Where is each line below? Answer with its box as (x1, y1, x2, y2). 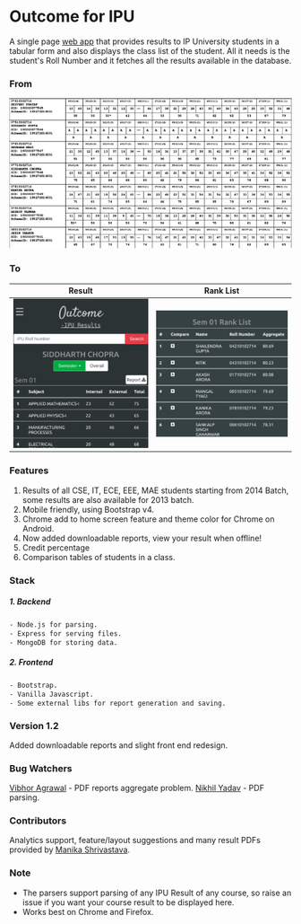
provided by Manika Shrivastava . (9, 844, 131, 855)
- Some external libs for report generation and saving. (9, 699, 227, 708)
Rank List (204, 286, 240, 296)
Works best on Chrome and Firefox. (21, 906, 154, 917)
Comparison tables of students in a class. (21, 551, 176, 562)
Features (9, 464, 49, 477)
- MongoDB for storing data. (9, 638, 118, 647)
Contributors (9, 814, 67, 827)
